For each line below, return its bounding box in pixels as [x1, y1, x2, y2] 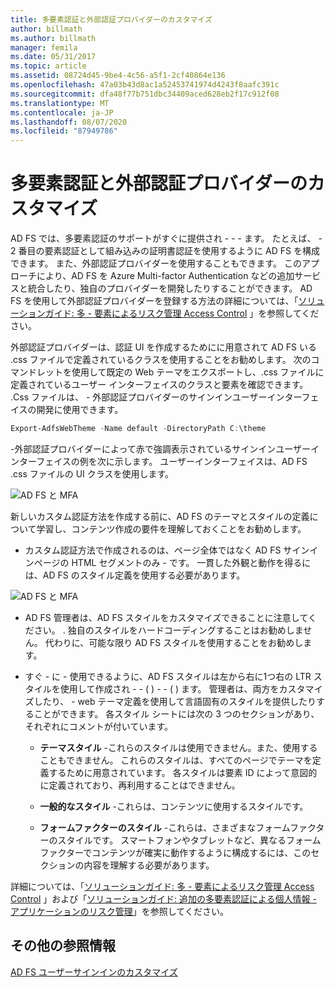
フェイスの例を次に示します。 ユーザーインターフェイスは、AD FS [36, 455, 308, 467]
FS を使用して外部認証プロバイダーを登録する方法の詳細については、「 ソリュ [10, 295, 325, 307]
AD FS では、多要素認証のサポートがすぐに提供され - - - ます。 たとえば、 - [10, 232, 323, 245]
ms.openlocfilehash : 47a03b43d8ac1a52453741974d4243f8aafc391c [10, 80, 280, 90]
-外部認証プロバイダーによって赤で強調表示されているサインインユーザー [10, 442, 312, 455]
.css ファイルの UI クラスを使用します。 [10, 467, 175, 480]
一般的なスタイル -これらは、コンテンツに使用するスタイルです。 [39, 800, 309, 812]
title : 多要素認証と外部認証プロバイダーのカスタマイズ [10, 14, 213, 25]
